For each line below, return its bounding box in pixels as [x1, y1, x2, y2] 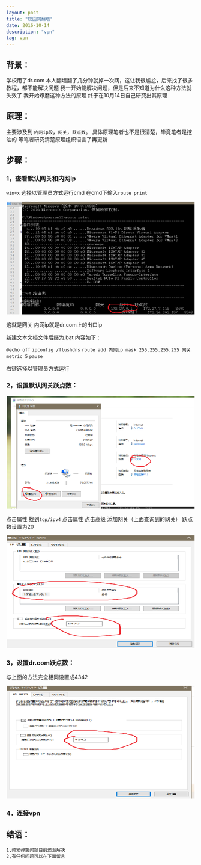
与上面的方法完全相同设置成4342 [6, 674, 88, 681]
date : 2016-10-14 [6, 22, 50, 28]
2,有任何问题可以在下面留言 [6, 853, 66, 860]
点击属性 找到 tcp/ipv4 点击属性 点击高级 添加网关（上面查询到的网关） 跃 [6, 515, 188, 523]
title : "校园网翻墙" [6, 16, 53, 22]
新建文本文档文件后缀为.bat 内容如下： [6, 334, 102, 341]
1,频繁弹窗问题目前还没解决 [6, 847, 66, 853]
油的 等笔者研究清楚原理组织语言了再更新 [6, 135, 108, 143]
